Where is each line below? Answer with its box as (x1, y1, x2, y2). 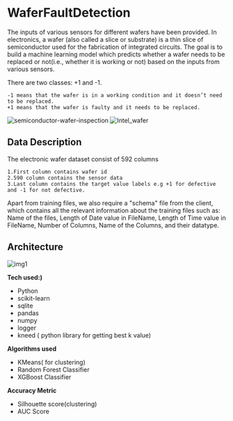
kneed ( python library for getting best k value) (17, 331, 152, 339)
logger (17, 324, 37, 332)
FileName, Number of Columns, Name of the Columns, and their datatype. (7, 221, 219, 229)
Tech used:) (7, 273, 43, 281)
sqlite (17, 301, 33, 310)
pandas (17, 308, 40, 317)
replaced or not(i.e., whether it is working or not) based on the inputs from (7, 57, 220, 65)
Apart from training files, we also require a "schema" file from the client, (7, 198, 214, 207)
